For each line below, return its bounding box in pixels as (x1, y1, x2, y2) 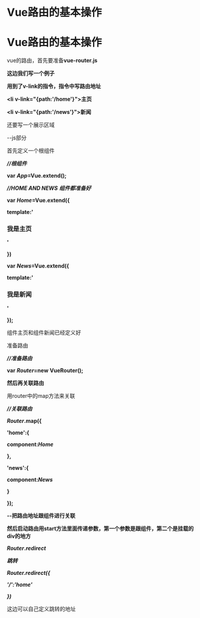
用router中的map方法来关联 (7, 392, 76, 399)
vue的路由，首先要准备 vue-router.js (7, 57, 98, 64)
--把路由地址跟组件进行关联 (7, 512, 76, 519)
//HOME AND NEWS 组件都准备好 (7, 184, 91, 192)
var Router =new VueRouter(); (7, 366, 83, 374)
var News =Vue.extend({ (7, 262, 69, 270)
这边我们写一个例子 (7, 70, 55, 77)
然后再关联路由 (7, 379, 44, 386)
